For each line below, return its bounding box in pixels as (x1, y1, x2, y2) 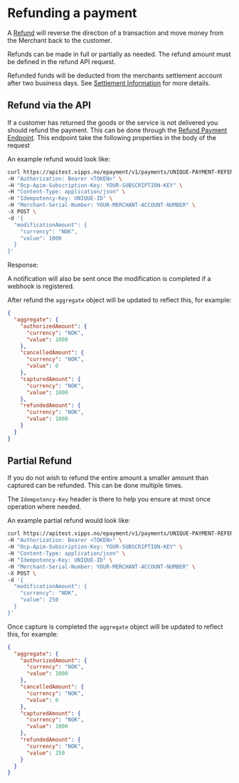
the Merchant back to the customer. (7, 36, 112, 44)
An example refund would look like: (7, 154, 110, 163)
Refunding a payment (7, 5, 137, 21)
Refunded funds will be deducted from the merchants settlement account (7, 71, 223, 80)
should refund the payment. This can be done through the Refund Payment (7, 126, 228, 134)
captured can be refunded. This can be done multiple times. (7, 481, 184, 490)
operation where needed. (7, 503, 82, 511)
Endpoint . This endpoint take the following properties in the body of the (7, 133, 217, 142)
